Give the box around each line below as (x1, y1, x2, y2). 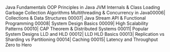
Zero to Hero (5, 42, 32, 47)
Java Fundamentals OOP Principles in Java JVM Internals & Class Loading (5, 5, 160, 10)
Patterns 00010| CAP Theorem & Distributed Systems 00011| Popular (5, 26, 149, 32)
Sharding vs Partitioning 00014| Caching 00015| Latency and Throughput (5, 36, 158, 42)
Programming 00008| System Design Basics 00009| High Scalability (5, 20, 149, 26)
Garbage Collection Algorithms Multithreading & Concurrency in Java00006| (5, 10, 165, 16)
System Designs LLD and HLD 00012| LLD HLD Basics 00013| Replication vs (5, 31, 165, 37)
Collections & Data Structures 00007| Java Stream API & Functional (5, 15, 146, 21)
